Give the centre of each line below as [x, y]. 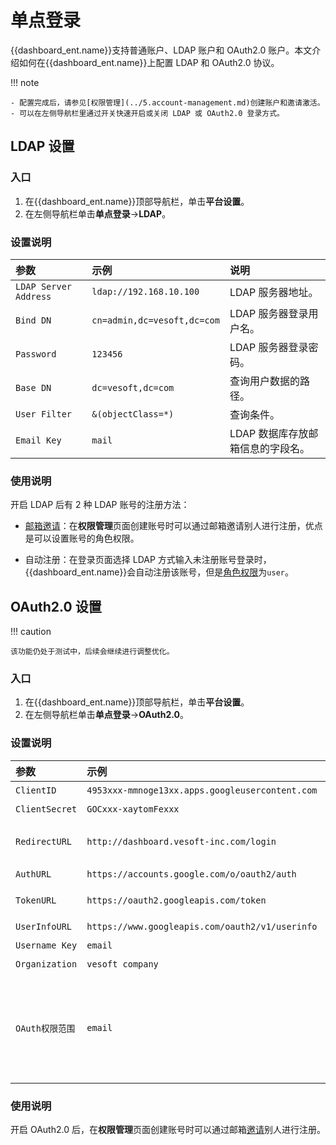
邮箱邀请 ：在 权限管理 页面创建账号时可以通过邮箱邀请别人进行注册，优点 [173, 526]
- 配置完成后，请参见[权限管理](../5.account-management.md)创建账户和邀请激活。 [167, 102]
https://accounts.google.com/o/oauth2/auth [191, 874]
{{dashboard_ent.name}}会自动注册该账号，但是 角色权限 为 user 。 [159, 572]
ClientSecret [46, 809]
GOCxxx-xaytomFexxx [133, 809]
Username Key [46, 945]
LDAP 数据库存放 [269, 433]
